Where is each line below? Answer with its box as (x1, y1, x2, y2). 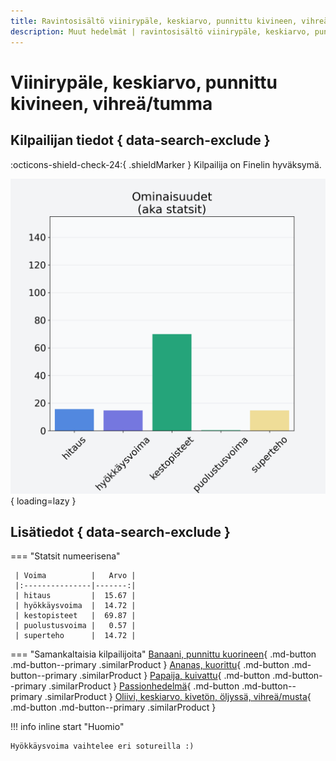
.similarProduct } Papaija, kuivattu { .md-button (79, 670, 271, 682)
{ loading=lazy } (10, 495, 77, 507)
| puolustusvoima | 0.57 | (14, 621, 137, 631)
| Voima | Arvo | (14, 571, 137, 581)
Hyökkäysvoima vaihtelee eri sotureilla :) (10, 741, 195, 752)
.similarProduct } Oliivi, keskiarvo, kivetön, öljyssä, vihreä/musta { (44, 691, 312, 703)
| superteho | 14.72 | (14, 631, 137, 641)
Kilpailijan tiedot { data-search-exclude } (10, 132, 271, 149)
